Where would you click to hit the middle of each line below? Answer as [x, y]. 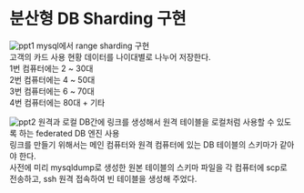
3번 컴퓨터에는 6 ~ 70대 [52, 91]
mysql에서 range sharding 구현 [93, 46]
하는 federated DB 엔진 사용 [69, 133]
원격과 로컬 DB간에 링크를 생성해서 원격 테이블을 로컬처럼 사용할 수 [156, 122]
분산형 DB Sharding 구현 [98, 19]
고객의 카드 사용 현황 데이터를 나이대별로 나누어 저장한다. [110, 56]
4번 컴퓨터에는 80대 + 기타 [57, 102]
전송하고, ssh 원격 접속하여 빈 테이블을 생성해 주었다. [103, 178]
